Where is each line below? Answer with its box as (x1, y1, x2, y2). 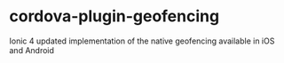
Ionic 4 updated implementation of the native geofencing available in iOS (9, 35, 275, 46)
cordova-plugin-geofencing (9, 6, 220, 27)
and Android (9, 44, 55, 55)
